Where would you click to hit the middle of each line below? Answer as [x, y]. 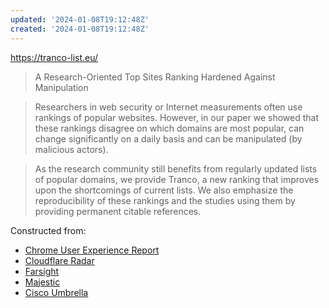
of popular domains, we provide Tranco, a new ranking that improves [177, 179]
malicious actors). [71, 149]
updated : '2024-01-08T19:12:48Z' [80, 19]
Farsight [42, 271]
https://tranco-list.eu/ [54, 57]
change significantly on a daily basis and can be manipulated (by [168, 138]
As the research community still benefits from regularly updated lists [176, 168]
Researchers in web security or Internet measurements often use [168, 107]
